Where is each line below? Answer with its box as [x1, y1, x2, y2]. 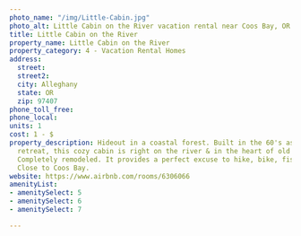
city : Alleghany [17, 80, 78, 89]
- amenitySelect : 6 [9, 197, 82, 206]
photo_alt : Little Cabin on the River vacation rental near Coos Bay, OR [9, 22, 291, 31]
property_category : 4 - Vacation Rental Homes [9, 47, 186, 56]
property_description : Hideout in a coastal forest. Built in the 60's [9, 138, 282, 147]
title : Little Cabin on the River [9, 30, 139, 39]
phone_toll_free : [9, 105, 74, 114]
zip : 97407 [17, 96, 58, 106]
